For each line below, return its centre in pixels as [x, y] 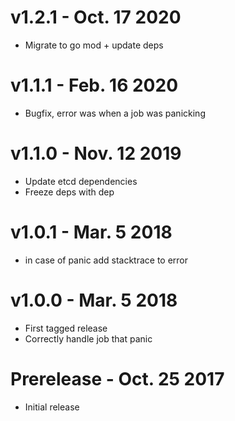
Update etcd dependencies [81, 181]
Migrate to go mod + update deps [94, 45]
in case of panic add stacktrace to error [106, 260]
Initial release [52, 407]
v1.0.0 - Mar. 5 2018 [94, 300]
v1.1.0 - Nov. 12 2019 [96, 153]
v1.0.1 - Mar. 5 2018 [91, 232]
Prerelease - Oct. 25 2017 [117, 378]
